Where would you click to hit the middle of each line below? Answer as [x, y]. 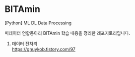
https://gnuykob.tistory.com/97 [43, 49]
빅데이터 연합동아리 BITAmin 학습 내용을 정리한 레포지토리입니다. [67, 33]
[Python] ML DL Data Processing [38, 23]
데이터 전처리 [25, 44]
